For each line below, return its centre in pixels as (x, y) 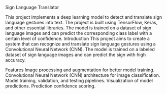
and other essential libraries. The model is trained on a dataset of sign (78, 28)
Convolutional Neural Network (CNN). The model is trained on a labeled (80, 49)
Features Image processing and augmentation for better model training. (80, 70)
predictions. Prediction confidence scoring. (51, 86)
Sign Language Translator (32, 7)
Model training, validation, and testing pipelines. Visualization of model (79, 81)
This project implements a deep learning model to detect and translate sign (84, 17)
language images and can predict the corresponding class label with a (79, 33)
